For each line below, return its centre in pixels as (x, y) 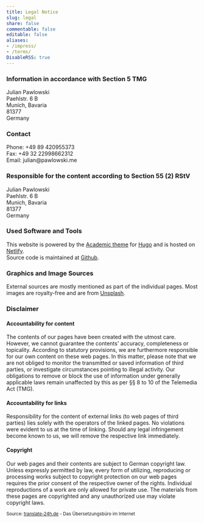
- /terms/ (19, 52)
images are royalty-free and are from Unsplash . (66, 293)
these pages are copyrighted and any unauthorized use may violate (91, 496)
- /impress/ (21, 46)
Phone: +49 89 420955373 (40, 147)
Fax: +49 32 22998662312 (40, 154)
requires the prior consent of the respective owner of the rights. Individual (99, 483)
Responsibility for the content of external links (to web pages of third (92, 417)
